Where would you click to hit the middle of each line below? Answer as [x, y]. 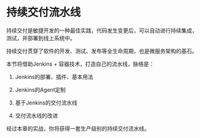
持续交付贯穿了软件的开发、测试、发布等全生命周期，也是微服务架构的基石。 [102, 51]
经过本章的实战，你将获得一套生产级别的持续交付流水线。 [78, 128]
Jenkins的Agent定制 [40, 89]
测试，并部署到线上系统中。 [41, 38]
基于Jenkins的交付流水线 [46, 102]
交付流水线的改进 [36, 116]
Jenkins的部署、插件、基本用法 [54, 77]
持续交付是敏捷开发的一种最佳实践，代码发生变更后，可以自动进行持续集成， [102, 30]
